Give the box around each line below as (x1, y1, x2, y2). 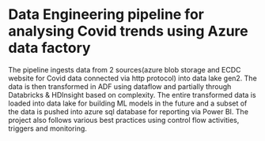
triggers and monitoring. (8, 124, 87, 133)
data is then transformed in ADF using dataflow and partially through (8, 81, 232, 91)
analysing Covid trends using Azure (8, 22, 249, 40)
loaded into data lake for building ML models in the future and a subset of (8, 98, 248, 108)
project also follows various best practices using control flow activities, (8, 115, 240, 124)
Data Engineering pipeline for (8, 6, 204, 24)
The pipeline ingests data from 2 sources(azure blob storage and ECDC (8, 65, 241, 74)
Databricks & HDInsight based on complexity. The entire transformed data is (8, 90, 256, 99)
